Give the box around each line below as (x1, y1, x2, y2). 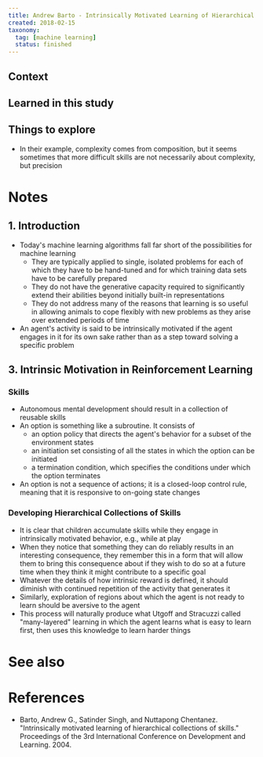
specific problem (19, 340, 75, 349)
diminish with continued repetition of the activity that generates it (19, 583, 231, 593)
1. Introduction (8, 219, 80, 232)
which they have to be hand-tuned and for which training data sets (31, 265, 247, 275)
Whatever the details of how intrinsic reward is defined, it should (19, 575, 228, 585)
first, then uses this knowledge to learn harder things (19, 625, 191, 634)
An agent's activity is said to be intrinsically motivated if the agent (19, 324, 233, 333)
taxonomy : (8, 26, 41, 34)
